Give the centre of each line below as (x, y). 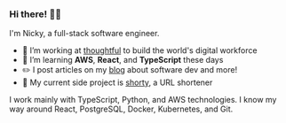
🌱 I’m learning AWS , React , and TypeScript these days (123, 60)
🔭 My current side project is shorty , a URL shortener (117, 82)
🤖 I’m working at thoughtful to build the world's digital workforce (139, 50)
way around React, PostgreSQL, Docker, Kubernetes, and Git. (121, 109)
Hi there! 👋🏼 (36, 14)
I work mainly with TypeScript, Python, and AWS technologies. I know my (143, 100)
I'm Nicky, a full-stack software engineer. (84, 34)
